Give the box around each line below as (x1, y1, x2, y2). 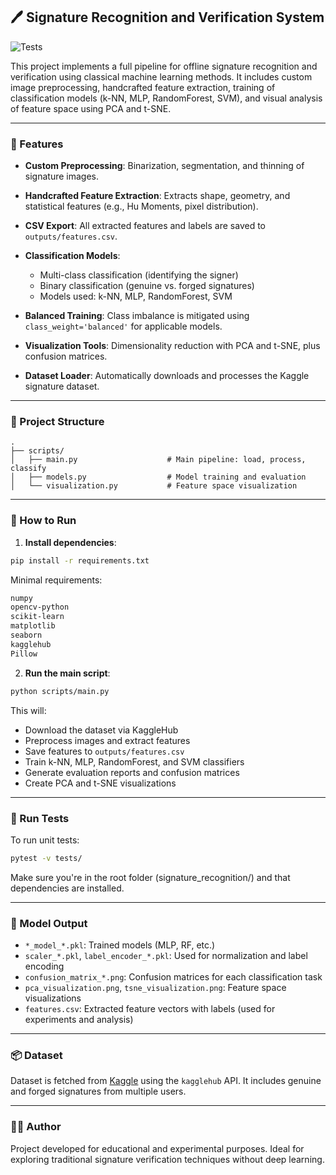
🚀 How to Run (10, 514, 77, 528)
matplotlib (10, 621, 56, 631)
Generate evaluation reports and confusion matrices (24, 766, 240, 778)
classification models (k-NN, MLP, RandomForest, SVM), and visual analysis (10, 92, 323, 104)
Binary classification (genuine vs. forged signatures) (39, 280, 255, 292)
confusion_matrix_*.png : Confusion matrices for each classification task (24, 971, 323, 983)
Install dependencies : (24, 536, 117, 548)
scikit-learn (10, 612, 65, 622)
